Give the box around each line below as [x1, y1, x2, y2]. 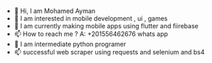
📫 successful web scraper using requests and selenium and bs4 [14, 48, 205, 56]
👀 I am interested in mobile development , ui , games [14, 14, 168, 23]
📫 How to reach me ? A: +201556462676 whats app [14, 30, 169, 38]
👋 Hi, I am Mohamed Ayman [14, 7, 96, 15]
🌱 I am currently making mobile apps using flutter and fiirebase [14, 22, 199, 30]
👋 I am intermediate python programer [14, 40, 127, 48]
